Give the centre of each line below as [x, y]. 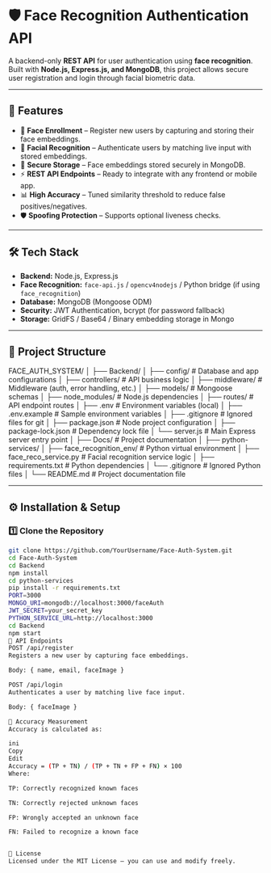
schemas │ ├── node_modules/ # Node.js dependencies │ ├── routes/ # [131, 397]
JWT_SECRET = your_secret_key [56, 611]
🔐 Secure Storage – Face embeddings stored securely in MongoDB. [133, 164]
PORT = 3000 [25, 596]
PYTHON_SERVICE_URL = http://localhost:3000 [81, 618]
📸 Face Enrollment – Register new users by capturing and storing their [137, 130]
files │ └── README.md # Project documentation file [97, 474]
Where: [19, 774]
